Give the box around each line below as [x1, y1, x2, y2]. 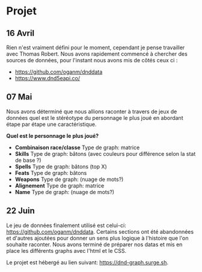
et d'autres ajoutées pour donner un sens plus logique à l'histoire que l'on [6, 234, 189, 241]
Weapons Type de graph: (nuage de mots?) [14, 176, 124, 183]
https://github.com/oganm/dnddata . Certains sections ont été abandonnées [6, 228, 194, 235]
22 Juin [6, 205, 35, 216]
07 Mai [6, 92, 32, 102]
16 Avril [6, 28, 35, 38]
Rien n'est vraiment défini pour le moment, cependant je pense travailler [6, 44, 185, 51]
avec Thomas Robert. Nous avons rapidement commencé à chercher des [6, 50, 188, 58]
